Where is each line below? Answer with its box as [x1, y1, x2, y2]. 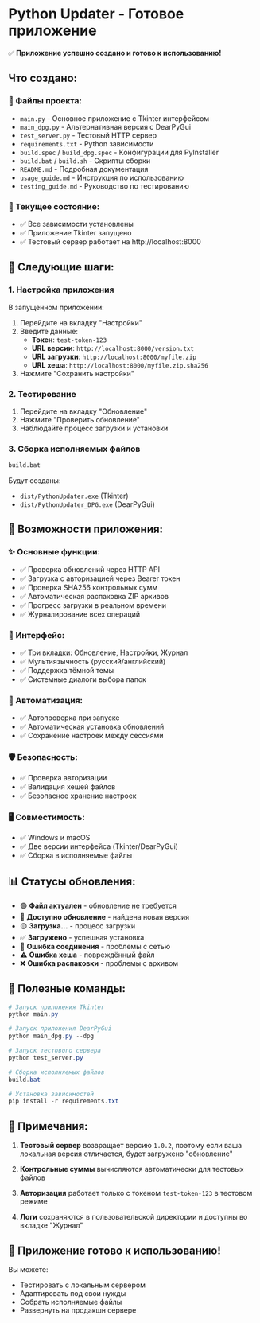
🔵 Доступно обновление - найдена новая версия [19, 912, 189, 921]
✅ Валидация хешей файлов [19, 781, 116, 792]
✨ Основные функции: [8, 547, 101, 558]
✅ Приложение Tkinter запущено [19, 228, 132, 237]
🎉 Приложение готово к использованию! [8, 1243, 221, 1257]
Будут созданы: [8, 476, 61, 485]
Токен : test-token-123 [31, 335, 107, 344]
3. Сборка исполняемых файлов [8, 443, 141, 454]
